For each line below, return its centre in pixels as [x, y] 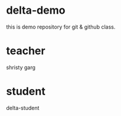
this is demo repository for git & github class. [61, 27]
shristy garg [21, 67]
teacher [26, 51]
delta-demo [36, 10]
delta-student [23, 108]
